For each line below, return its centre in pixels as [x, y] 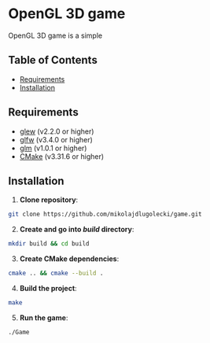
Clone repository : [49, 200]
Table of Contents [53, 60]
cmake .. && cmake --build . [56, 273]
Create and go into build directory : [77, 230]
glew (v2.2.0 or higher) [57, 131]
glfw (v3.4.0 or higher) [56, 139]
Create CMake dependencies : [69, 259]
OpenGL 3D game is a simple [55, 35]
